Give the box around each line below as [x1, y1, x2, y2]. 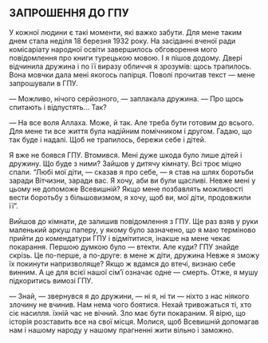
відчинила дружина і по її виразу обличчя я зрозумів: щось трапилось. [9, 61, 252, 71]
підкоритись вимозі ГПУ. [9, 275, 93, 286]
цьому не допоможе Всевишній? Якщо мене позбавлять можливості [9, 183, 244, 194]
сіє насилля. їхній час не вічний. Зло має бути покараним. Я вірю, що [9, 308, 246, 317]
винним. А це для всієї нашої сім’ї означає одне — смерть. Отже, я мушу [9, 267, 258, 277]
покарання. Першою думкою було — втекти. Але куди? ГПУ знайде [9, 242, 239, 251]
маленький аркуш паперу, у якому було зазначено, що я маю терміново [9, 225, 256, 235]
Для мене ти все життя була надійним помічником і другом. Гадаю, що [9, 126, 252, 136]
